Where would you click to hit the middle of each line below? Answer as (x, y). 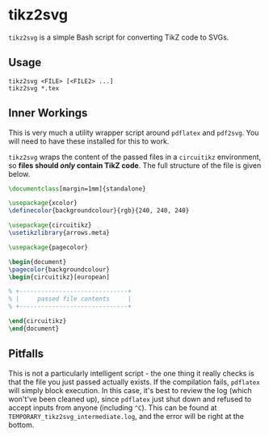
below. (19, 174)
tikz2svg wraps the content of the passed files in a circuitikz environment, (135, 157)
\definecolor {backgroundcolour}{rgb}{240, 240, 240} (99, 211)
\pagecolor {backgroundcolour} (59, 269)
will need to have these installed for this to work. (89, 141)
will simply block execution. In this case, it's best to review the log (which (130, 390)
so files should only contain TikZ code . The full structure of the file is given (135, 165)
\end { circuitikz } (38, 321)
